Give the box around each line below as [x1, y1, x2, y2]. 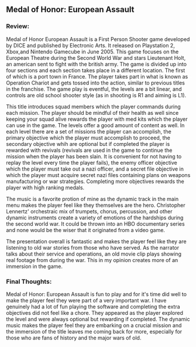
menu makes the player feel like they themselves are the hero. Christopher [6, 202, 185, 209]
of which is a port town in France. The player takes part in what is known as [6, 73, 188, 80]
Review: [6, 22, 30, 30]
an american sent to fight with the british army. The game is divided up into [6, 60, 187, 67]
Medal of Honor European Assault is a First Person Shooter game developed [6, 35, 190, 43]
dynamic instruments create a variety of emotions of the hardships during [6, 214, 184, 221]
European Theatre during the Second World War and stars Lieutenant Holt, [6, 54, 186, 61]
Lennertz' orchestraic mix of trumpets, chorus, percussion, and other [6, 207, 173, 215]
